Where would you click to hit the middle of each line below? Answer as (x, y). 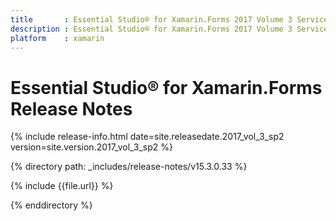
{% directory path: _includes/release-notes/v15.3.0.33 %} (129, 167)
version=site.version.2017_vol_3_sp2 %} (92, 147)
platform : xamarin (57, 38)
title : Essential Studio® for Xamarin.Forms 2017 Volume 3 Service (169, 19)
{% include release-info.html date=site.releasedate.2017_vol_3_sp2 (147, 137)
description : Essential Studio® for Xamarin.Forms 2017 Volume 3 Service (169, 29)
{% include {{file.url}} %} (62, 186)
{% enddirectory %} (51, 205)
